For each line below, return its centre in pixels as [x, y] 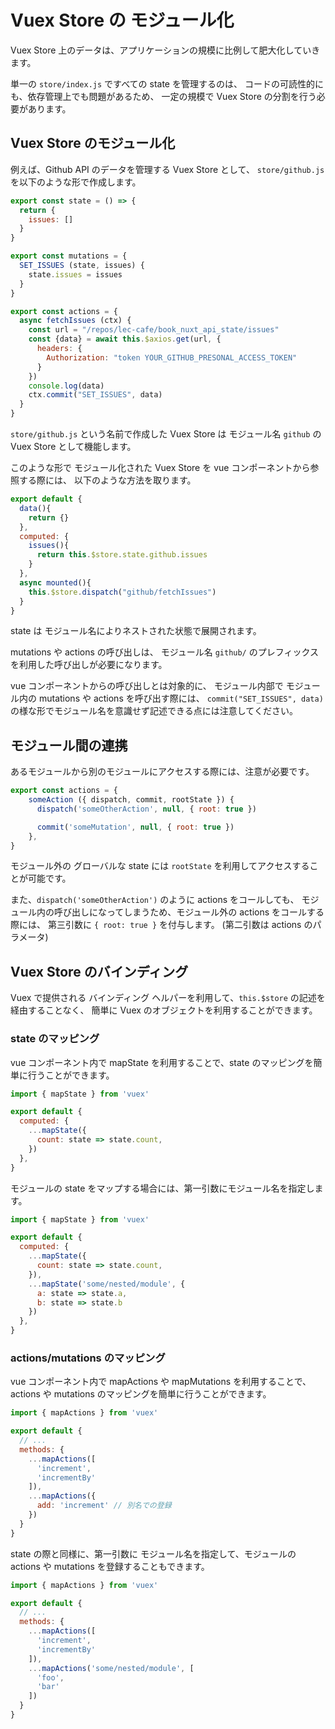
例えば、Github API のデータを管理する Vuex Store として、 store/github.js [167, 169]
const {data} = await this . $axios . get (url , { [125, 339]
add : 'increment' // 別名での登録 [104, 1506]
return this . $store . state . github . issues [122, 555]
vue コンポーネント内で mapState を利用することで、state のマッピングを [162, 1062]
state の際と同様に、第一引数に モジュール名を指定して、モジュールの [153, 1553]
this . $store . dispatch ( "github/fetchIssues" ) [122, 592]
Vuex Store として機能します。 [73, 446]
